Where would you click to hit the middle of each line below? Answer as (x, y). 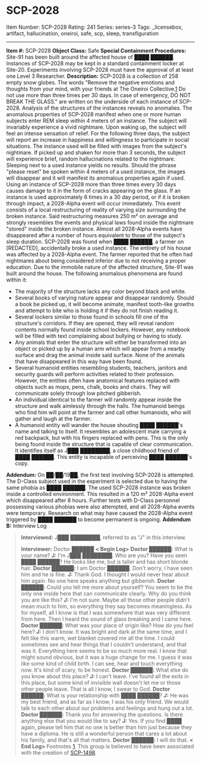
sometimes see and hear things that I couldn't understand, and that (103, 644)
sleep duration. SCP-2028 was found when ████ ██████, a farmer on (95, 241)
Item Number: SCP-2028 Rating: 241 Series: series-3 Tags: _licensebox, (95, 27)
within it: (17, 280)
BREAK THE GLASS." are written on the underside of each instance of (92, 101)
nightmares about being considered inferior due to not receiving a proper (96, 261)
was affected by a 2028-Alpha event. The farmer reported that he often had (100, 254)
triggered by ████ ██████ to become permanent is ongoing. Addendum (99, 519)
